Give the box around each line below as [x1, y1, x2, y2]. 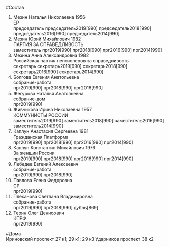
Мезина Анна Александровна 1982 [13, 52, 89, 58]
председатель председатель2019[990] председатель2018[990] [13, 25, 152, 31]
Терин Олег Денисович [13, 210, 64, 216]
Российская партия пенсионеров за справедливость [13, 58, 129, 63]
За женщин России [13, 150, 55, 156]
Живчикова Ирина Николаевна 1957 [13, 107, 92, 113]
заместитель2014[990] [13, 123, 63, 129]
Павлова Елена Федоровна [13, 177, 73, 183]
